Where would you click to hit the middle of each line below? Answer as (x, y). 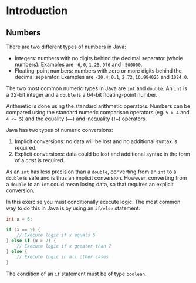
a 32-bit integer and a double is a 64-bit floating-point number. (82, 95)
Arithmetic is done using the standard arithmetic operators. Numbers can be (98, 106)
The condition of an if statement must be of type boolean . (76, 274)
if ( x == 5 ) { (23, 229)
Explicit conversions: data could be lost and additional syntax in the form (102, 154)
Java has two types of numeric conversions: (60, 130)
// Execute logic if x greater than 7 (64, 246)
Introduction (37, 11)
